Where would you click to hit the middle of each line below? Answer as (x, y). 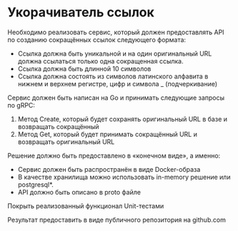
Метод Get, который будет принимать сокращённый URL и (108, 134)
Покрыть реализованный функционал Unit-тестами (86, 206)
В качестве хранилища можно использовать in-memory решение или (124, 177)
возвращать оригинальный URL (66, 142)
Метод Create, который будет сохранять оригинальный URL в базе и (122, 119)
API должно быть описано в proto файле (79, 192)
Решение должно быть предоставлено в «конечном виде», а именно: (114, 155)
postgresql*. (35, 184)
